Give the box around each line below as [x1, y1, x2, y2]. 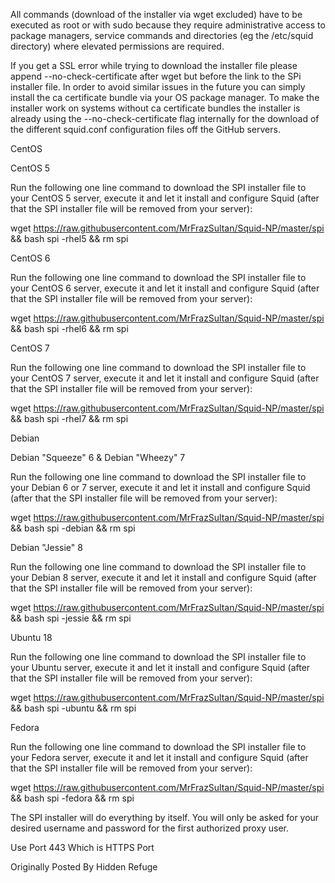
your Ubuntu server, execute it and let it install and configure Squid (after [10, 662, 311, 673]
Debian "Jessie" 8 [10, 542, 83, 553]
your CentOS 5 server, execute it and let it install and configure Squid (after [10, 192, 320, 204]
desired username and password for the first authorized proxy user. [10, 822, 290, 834]
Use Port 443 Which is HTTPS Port [10, 842, 155, 853]
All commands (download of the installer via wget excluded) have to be [10, 9, 303, 20]
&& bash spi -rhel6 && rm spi [10, 323, 129, 334]
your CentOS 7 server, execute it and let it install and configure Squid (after [10, 372, 320, 384]
